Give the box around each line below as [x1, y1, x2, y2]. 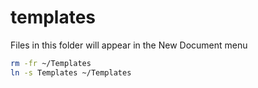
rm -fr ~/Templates [10, 58, 92, 68]
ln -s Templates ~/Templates [10, 67, 132, 78]
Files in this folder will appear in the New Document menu [10, 39, 248, 51]
